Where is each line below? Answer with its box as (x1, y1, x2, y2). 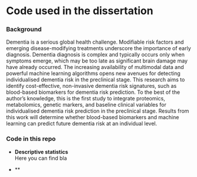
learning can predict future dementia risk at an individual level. (6, 120, 158, 127)
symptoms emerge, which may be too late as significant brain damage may (6, 57, 188, 64)
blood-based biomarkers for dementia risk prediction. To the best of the (6, 88, 181, 96)
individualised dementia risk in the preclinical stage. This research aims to (6, 76, 185, 83)
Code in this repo (6, 135, 56, 143)
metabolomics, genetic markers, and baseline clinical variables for (6, 101, 166, 109)
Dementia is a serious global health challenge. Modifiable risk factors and (6, 38, 184, 45)
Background (6, 25, 42, 34)
